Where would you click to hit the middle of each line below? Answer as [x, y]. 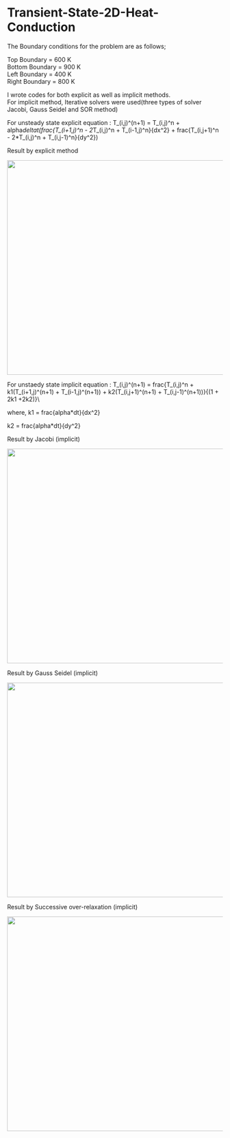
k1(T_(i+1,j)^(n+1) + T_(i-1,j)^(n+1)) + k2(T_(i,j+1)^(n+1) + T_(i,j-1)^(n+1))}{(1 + [113, 391]
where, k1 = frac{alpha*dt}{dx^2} [54, 412]
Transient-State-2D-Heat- [83, 13]
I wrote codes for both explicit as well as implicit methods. [89, 95]
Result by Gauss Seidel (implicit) [52, 673]
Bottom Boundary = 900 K [44, 67]
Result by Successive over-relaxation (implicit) [73, 907]
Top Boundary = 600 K [39, 59]
